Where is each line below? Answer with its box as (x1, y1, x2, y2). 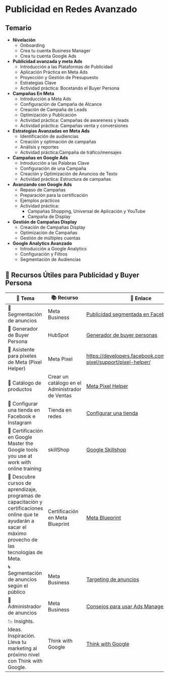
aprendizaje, (8, 486, 37, 493)
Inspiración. (8, 632, 36, 639)
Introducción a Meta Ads (20, 96, 71, 102)
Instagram (8, 419, 32, 426)
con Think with (8, 657, 43, 664)
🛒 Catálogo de (8, 379, 42, 386)
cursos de (8, 480, 32, 487)
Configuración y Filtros (20, 251, 68, 257)
